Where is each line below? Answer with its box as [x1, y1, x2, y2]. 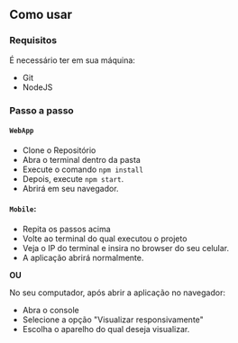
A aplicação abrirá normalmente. [22, 252, 144, 264]
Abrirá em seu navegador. [22, 183, 119, 194]
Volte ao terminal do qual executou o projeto [22, 233, 188, 244]
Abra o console [22, 305, 79, 316]
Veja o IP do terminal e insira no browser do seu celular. [22, 243, 230, 254]
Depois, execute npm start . [22, 173, 124, 184]
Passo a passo [9, 104, 74, 116]
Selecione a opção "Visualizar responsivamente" [22, 314, 205, 325]
